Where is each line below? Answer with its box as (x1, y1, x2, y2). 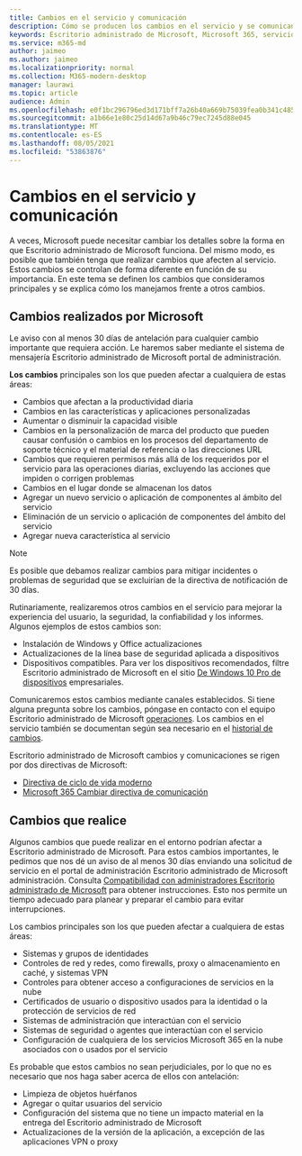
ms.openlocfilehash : (9, 105, 87, 114)
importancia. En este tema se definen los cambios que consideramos (9, 273, 265, 284)
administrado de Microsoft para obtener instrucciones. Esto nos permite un (9, 885, 288, 896)
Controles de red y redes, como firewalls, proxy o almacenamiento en (22, 958, 280, 969)
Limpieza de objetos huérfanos (22, 1088, 138, 1099)
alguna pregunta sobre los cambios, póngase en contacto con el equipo (9, 704, 276, 715)
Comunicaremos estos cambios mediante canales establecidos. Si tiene (9, 695, 276, 705)
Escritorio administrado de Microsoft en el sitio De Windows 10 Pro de (22, 668, 281, 678)
